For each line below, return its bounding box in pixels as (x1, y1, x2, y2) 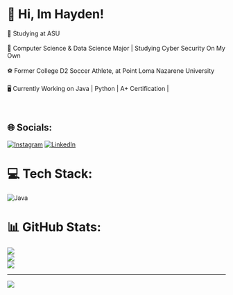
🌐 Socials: (7, 121, 53, 134)
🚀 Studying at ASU (7, 29, 60, 37)
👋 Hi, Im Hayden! (7, 6, 104, 22)
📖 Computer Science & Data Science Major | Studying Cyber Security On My (7, 44, 225, 52)
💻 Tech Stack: (7, 166, 93, 181)
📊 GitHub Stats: (7, 219, 102, 235)
